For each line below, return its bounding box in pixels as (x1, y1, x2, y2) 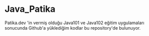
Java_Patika (4, 3, 55, 15)
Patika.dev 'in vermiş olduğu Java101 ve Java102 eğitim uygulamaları (4, 20, 145, 26)
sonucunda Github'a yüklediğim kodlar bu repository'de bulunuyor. (4, 25, 141, 31)
